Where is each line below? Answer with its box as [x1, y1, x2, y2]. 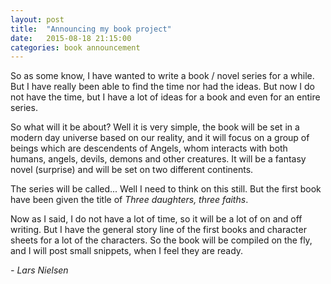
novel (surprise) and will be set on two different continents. [10, 164, 254, 176]
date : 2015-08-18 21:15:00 [10, 33, 132, 43]
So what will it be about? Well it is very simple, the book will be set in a [10, 121, 300, 133]
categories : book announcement [10, 42, 141, 53]
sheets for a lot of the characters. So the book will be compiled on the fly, [10, 234, 313, 246]
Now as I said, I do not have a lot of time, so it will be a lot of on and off [10, 213, 303, 225]
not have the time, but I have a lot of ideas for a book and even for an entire [10, 91, 321, 103]
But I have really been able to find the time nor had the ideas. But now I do [10, 81, 315, 93]
